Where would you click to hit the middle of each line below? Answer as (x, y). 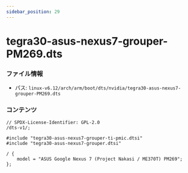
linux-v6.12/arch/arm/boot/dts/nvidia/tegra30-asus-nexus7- (104, 88)
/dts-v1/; (19, 128)
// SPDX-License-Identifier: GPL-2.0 (53, 123)
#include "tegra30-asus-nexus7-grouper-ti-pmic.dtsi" (75, 138)
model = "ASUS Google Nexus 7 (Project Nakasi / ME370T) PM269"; (100, 159)
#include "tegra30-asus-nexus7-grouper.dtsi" (64, 144)
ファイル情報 (25, 73)
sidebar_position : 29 (33, 12)
